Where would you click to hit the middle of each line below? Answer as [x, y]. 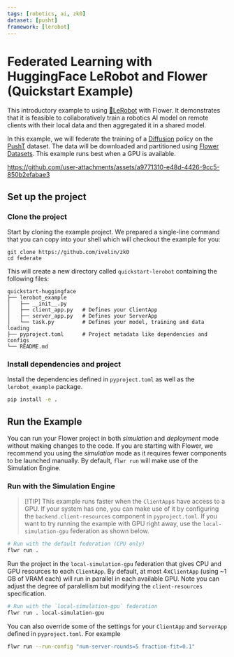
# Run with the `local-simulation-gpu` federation [82, 607]
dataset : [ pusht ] [32, 20]
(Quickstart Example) [71, 91]
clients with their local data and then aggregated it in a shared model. [107, 125]
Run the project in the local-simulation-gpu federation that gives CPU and [115, 564]
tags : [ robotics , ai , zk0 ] [46, 14]
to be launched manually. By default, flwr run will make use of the [103, 460]
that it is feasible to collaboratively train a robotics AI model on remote [108, 118]
